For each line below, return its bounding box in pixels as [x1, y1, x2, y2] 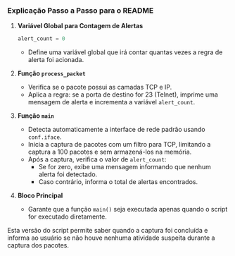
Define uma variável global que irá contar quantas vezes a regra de [27, 48, 223, 56]
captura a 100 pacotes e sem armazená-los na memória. [27, 147, 192, 157]
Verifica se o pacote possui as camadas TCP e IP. [27, 83, 172, 92]
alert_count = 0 [17, 35, 65, 42]
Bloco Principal [17, 191, 63, 200]
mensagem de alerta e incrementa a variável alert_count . [27, 98, 196, 106]
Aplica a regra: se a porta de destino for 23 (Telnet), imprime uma [27, 90, 218, 99]
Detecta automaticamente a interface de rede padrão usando [27, 126, 205, 134]
